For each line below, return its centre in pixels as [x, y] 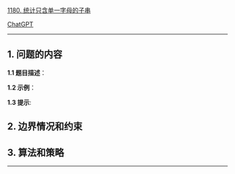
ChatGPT [20, 24]
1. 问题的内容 [35, 55]
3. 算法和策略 [36, 152]
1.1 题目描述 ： [27, 73]
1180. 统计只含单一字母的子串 [49, 10]
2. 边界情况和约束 [45, 127]
